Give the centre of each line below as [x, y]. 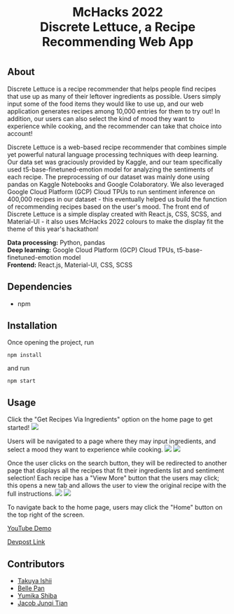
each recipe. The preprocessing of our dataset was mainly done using [109, 176]
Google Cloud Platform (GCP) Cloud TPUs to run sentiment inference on [111, 191]
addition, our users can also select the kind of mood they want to [101, 118]
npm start [22, 381]
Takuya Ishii [35, 581]
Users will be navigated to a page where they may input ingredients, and [112, 441]
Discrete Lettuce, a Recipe [118, 27]
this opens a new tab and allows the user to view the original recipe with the [117, 486]
